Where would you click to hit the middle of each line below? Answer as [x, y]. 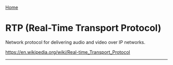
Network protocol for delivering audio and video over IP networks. [75, 42]
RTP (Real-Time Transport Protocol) [83, 28]
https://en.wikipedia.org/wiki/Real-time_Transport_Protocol [68, 52]
